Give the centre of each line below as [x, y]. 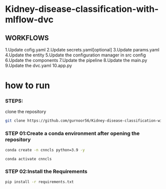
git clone [15, 121]
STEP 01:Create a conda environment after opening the [72, 134]
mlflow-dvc [29, 20]
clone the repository [26, 112]
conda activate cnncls [28, 159]
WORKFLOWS [27, 38]
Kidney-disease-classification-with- [82, 9]
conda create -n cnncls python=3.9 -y [45, 150]
